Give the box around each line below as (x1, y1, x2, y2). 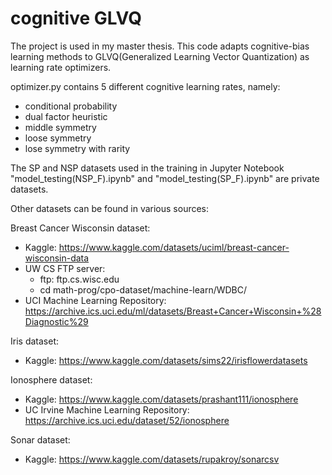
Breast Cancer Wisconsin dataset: (10, 222, 151, 234)
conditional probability (24, 100, 118, 112)
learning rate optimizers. (10, 61, 112, 73)
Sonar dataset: (10, 433, 71, 446)
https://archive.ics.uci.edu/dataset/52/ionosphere (24, 414, 230, 426)
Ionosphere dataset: (10, 373, 93, 386)
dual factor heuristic (24, 110, 108, 122)
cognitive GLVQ (10, 7, 143, 30)
